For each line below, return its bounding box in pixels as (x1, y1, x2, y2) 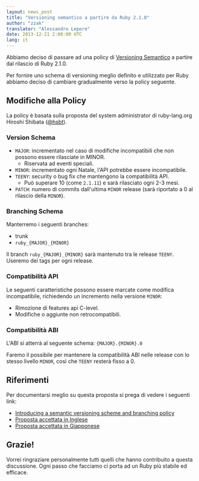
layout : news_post (6, 8, 52, 15)
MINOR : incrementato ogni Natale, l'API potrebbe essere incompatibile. (14, 166, 187, 174)
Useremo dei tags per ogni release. (6, 257, 94, 264)
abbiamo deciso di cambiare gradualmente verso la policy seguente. (6, 78, 176, 85)
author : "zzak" (6, 20, 45, 26)
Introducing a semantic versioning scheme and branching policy (14, 409, 175, 416)
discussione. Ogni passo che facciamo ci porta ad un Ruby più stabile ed (6, 462, 187, 470)
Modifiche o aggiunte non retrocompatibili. (14, 310, 121, 318)
